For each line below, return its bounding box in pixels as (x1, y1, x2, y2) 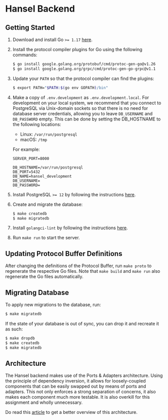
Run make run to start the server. (12, 235, 80, 241)
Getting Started (5, 23, 55, 32)
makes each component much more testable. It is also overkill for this (5, 394, 150, 400)
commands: (12, 52, 37, 58)
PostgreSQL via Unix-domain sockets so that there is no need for (12, 105, 148, 111)
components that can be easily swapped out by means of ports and (5, 383, 146, 390)
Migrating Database (5, 288, 69, 297)
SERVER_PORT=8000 (12, 156, 50, 161)
